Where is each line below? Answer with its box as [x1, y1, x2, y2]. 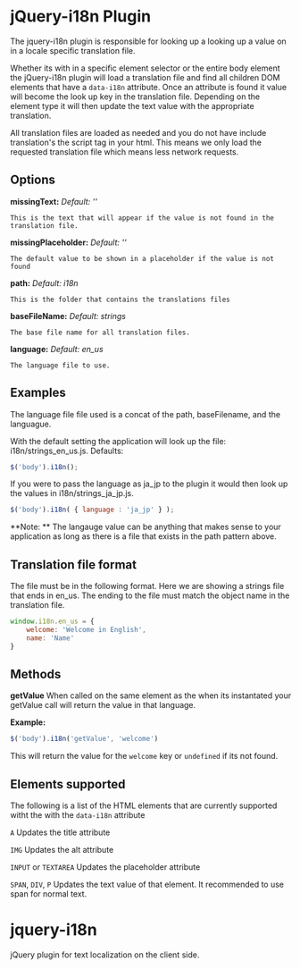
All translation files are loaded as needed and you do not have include [10, 127, 267, 138]
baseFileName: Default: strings [10, 310, 126, 321]
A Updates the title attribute [10, 827, 111, 838]
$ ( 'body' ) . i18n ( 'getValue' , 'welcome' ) [10, 735, 159, 744]
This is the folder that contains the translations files [10, 295, 230, 304]
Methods [10, 667, 62, 682]
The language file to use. [10, 360, 111, 370]
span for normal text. [10, 889, 87, 899]
